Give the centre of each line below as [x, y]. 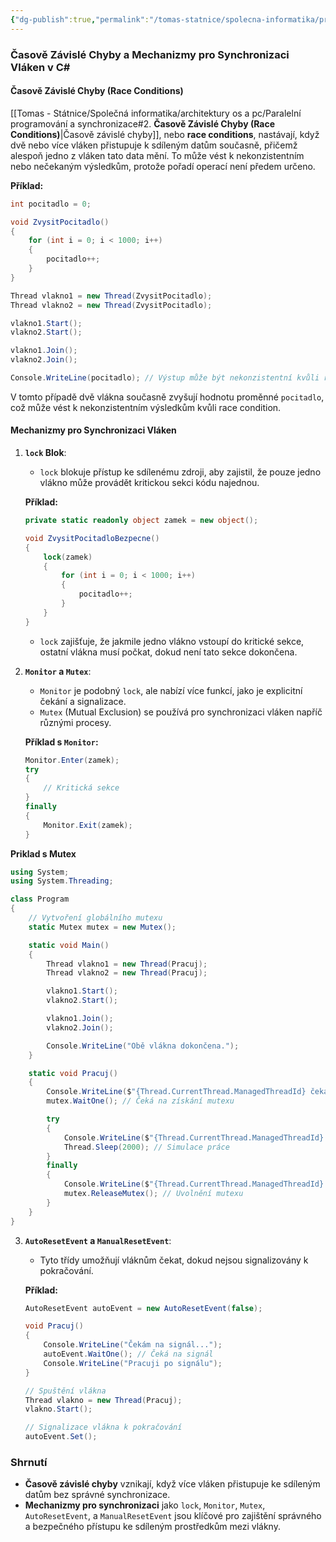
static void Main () [69, 945]
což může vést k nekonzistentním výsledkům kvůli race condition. [146, 407]
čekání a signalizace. [83, 701]
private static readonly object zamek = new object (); [141, 521]
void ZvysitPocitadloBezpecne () [92, 538]
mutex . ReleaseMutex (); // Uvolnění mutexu [153, 1194]
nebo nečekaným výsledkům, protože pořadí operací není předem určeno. [163, 166]
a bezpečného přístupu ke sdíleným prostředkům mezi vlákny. [152, 1527]
